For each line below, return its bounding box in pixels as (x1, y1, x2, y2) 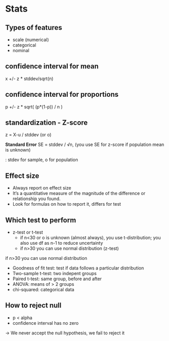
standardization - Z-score (5, 119, 88, 127)
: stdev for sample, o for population (5, 157, 78, 163)
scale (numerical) (12, 36, 49, 43)
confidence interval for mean (5, 62, 99, 71)
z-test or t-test (12, 229, 43, 236)
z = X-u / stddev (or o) (5, 132, 52, 138)
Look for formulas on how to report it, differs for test (12, 201, 121, 207)
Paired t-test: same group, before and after (12, 276, 102, 282)
